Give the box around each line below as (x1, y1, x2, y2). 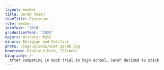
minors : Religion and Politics (5, 39, 69, 44)
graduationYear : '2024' (5, 30, 54, 35)
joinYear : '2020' (5, 26, 41, 31)
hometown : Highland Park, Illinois (5, 48, 78, 53)
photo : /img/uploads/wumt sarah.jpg (5, 44, 80, 49)
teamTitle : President (5, 16, 50, 21)
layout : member (5, 7, 36, 12)
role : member (5, 21, 32, 26)
